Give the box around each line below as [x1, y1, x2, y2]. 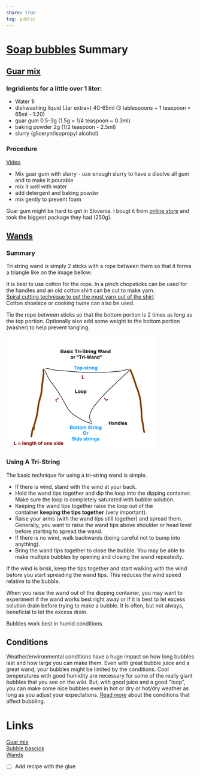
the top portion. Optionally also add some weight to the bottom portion [6, 318, 180, 325]
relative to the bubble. [6, 578, 60, 585]
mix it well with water [14, 183, 67, 190]
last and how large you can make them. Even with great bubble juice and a [6, 660, 190, 667]
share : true [6, 10, 36, 16]
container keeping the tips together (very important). [14, 509, 147, 516]
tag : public [6, 16, 36, 22]
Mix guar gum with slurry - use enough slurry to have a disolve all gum [14, 170, 190, 177]
